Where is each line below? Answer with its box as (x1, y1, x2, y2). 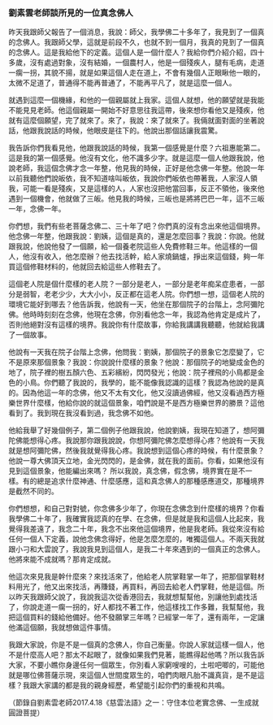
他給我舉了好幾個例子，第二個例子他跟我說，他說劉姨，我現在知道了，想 (8, 425, 250, 436)
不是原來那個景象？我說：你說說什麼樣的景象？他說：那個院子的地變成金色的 (8, 358, 265, 367)
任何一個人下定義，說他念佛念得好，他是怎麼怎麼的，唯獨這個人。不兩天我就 (8, 534, 265, 544)
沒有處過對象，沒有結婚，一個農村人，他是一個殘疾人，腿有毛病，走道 (29, 58, 265, 67)
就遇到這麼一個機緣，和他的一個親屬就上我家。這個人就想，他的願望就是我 (8, 95, 258, 105)
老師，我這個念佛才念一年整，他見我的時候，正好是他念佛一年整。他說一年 (15, 163, 265, 173)
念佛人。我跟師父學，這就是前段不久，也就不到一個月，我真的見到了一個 (15, 37, 258, 47)
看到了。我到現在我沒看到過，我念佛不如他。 (8, 408, 158, 418)
